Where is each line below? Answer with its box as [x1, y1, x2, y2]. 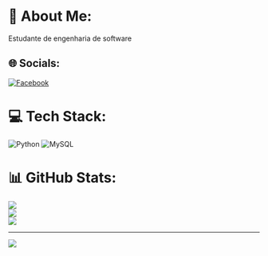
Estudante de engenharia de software [8, 33, 132, 43]
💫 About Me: [8, 7, 93, 26]
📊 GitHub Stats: [8, 168, 117, 187]
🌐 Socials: [8, 57, 61, 70]
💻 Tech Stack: [8, 107, 107, 125]
